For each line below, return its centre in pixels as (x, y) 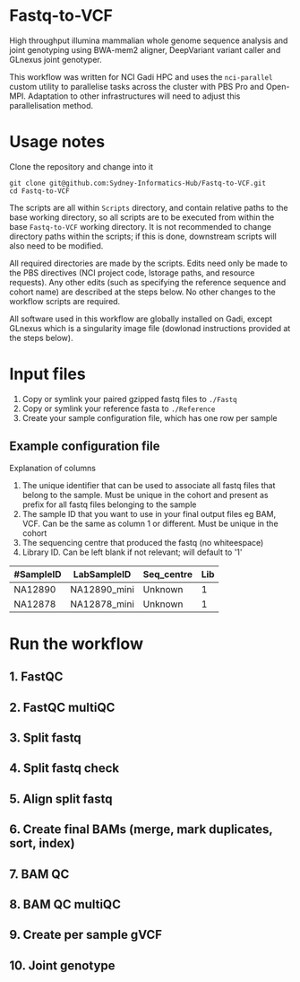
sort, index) (42, 843)
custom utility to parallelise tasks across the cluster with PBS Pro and (137, 86)
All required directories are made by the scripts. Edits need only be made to (149, 263)
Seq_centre (167, 574)
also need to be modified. (56, 245)
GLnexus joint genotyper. (56, 59)
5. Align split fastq (61, 798)
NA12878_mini (102, 604)
